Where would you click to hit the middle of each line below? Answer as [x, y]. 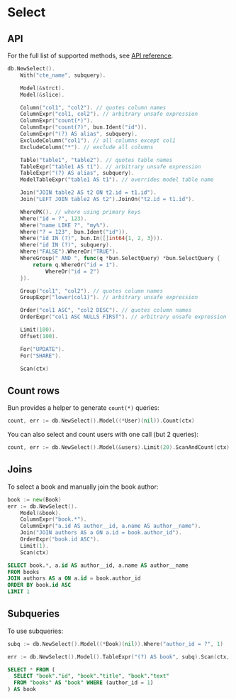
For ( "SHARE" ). [41, 356]
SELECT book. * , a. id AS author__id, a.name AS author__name [98, 565]
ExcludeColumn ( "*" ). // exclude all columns [87, 147]
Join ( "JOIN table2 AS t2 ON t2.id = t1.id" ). [89, 193]
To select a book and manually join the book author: [83, 487]
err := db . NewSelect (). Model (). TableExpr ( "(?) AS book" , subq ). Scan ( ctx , [119, 657]
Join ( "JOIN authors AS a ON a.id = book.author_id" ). [101, 533]
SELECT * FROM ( [31, 670]
